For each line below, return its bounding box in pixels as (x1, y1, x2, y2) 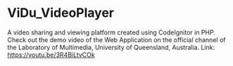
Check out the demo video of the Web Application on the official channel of (7, 35, 226, 44)
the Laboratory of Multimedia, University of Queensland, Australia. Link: (7, 43, 215, 51)
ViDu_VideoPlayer (7, 5, 115, 21)
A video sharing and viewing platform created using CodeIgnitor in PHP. (7, 28, 216, 37)
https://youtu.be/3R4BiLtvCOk (7, 51, 95, 59)
